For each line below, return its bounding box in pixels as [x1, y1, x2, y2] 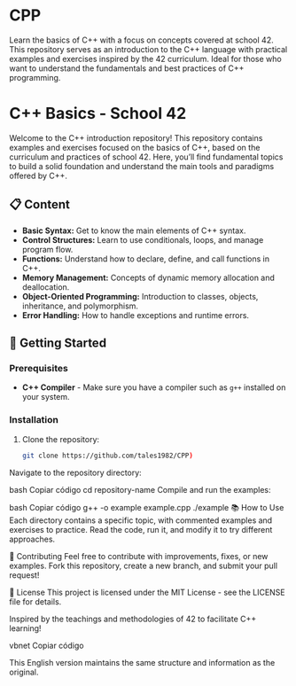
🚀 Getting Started [9, 336, 107, 351]
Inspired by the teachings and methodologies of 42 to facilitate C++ [9, 613, 257, 624]
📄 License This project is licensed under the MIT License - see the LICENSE [9, 587, 285, 597]
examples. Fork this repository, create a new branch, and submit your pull [9, 560, 277, 571]
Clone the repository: [21, 433, 100, 444]
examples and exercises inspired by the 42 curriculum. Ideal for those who [9, 53, 282, 64]
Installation [9, 414, 59, 426]
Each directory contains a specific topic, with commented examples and [9, 515, 273, 526]
